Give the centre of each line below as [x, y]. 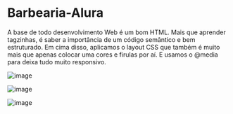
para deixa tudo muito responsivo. [57, 62]
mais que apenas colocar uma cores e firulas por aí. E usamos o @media [113, 55]
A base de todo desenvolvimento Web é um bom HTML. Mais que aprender [117, 32]
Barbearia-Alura [56, 13]
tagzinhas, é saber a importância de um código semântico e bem [101, 39]
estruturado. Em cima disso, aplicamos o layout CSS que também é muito [114, 47]
